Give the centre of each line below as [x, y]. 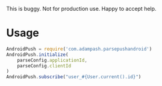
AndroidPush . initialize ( [37, 54]
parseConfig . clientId [44, 66]
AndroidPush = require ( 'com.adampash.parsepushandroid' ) [79, 49]
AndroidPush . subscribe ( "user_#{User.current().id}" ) [74, 77]
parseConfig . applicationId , [52, 60]
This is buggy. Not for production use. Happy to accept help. [81, 9]
